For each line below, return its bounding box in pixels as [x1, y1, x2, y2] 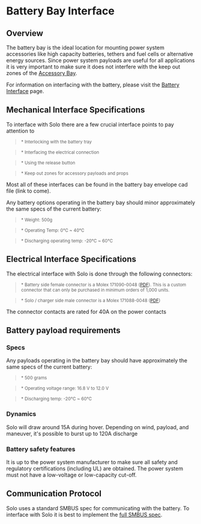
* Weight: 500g [20, 217, 53, 223]
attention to [6, 127, 35, 134]
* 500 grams [20, 375, 47, 381]
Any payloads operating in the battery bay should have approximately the [6, 357, 188, 364]
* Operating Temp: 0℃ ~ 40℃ [20, 227, 85, 233]
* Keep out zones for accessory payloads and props [20, 170, 129, 176]
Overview [6, 28, 44, 38]
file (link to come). [6, 187, 51, 194]
